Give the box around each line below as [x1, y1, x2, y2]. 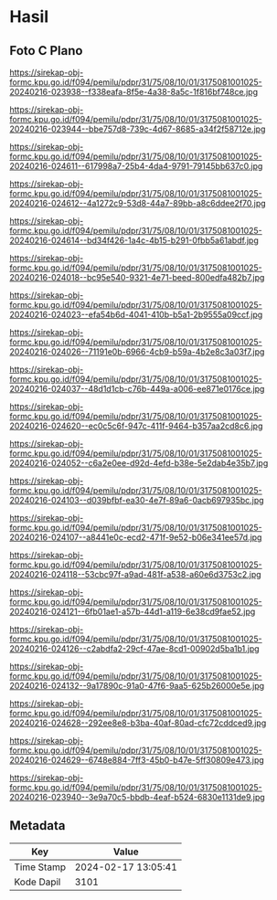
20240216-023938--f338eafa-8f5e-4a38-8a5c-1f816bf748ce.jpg [9, 87, 259, 97]
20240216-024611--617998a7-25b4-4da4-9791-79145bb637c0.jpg [9, 161, 263, 171]
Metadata [9, 818, 66, 833]
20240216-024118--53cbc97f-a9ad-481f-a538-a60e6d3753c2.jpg [9, 569, 262, 579]
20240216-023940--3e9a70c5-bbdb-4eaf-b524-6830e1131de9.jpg [9, 792, 265, 802]
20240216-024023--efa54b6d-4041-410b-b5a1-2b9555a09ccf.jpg [9, 309, 263, 320]
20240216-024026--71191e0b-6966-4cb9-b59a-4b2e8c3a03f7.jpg [9, 346, 265, 357]
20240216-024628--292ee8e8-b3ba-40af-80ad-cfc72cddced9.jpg [9, 717, 267, 728]
